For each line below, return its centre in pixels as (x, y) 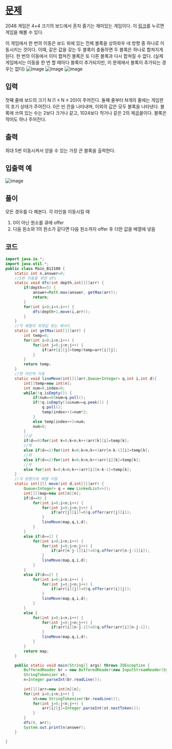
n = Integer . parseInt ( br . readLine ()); (63, 680)
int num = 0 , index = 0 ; (45, 388)
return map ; (37, 651)
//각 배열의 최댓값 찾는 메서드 (42, 326)
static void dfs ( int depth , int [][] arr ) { (59, 283)
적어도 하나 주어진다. (26, 119)
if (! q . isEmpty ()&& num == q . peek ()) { (71, 403)
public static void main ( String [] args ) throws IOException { (82, 665)
